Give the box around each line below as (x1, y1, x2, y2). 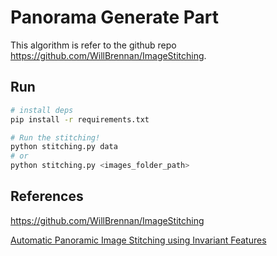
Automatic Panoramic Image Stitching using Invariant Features (10, 234, 267, 246)
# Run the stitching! (10, 132, 101, 143)
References (10, 188, 84, 205)
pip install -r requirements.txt (10, 114, 150, 125)
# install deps (10, 105, 74, 115)
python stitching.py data (10, 142, 118, 152)
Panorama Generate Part (10, 6, 219, 29)
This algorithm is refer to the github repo (10, 39, 177, 51)
